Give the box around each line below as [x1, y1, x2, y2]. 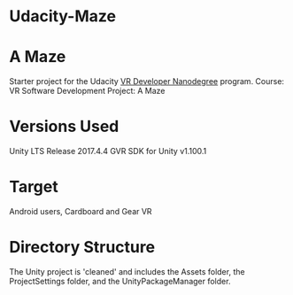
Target [9, 177, 59, 197]
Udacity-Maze [9, 6, 117, 27]
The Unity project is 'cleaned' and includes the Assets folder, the [9, 266, 245, 276]
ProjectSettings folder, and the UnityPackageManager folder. [9, 276, 231, 286]
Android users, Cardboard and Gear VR [9, 206, 152, 216]
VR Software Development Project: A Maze [9, 86, 166, 97]
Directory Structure [9, 237, 156, 258]
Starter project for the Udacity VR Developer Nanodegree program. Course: [9, 76, 285, 87]
